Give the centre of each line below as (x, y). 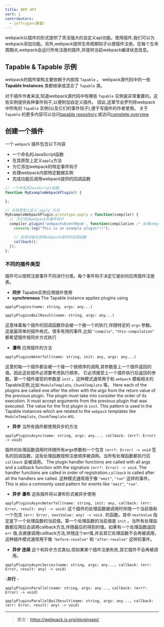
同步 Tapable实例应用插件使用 (42, 292)
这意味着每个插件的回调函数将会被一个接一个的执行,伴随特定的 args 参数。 (80, 325)
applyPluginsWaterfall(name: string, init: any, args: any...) (71, 357)
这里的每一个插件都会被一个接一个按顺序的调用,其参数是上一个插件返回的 (79, 367)
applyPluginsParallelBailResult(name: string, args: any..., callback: (79, 601)
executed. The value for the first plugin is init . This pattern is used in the (79, 406)
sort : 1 (13, 14)
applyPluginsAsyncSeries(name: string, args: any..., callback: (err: (78, 565)
